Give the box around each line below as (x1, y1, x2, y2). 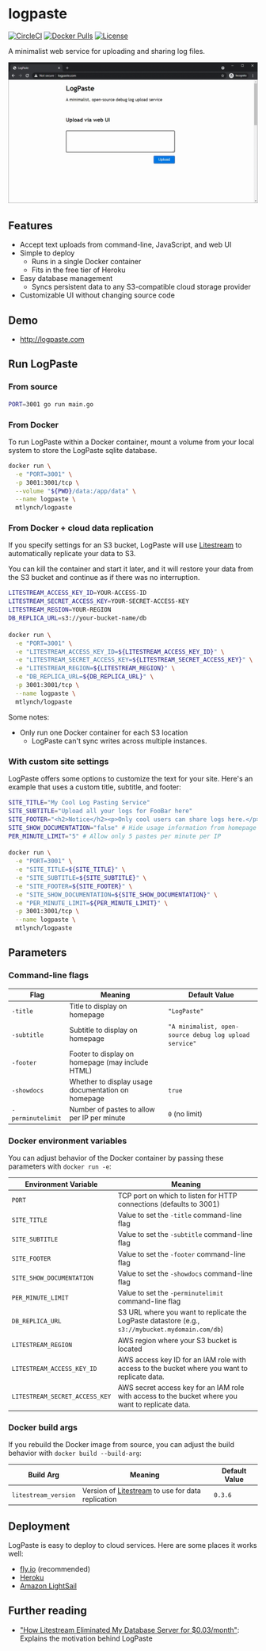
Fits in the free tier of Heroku (31, 265, 126, 275)
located (117, 1344, 142, 1353)
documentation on (69, 1085, 129, 1095)
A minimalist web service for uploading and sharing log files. (8, 46, 206, 56)
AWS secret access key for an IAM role (117, 1383, 245, 1392)
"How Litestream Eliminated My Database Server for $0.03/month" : (19, 1625, 240, 1634)
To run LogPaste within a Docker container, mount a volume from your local (8, 437, 255, 447)
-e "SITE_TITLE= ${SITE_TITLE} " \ (15, 866, 126, 873)
